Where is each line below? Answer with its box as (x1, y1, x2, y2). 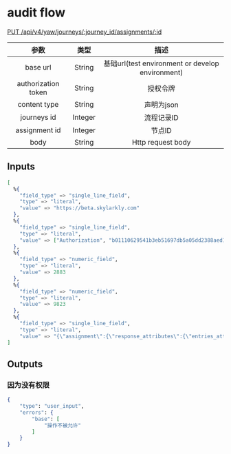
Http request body (131, 137, 191, 147)
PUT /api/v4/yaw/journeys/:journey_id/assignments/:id (7, 28, 162, 36)
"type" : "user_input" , (19, 403, 85, 410)
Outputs (7, 358, 43, 370)
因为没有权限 (7, 380, 50, 390)
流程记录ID (144, 112, 179, 122)
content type (17, 99, 59, 109)
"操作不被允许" (43, 422, 81, 429)
